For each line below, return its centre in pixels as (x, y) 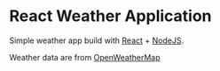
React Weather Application (110, 16)
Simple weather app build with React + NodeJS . (97, 40)
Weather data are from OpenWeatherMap (85, 57)
